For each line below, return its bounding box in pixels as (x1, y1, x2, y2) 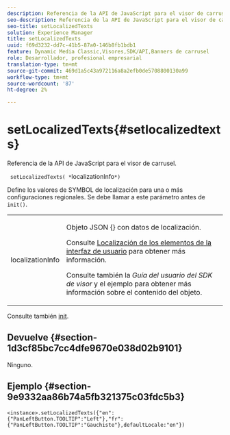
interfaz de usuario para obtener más (66, 247, 186, 256)
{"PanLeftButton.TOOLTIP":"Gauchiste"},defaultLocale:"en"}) (7, 421, 186, 428)
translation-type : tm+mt (7, 61, 78, 68)
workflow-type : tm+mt (7, 73, 69, 81)
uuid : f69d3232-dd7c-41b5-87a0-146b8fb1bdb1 (7, 42, 136, 49)
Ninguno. (7, 360, 33, 369)
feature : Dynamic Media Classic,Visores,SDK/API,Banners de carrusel (7, 49, 210, 55)
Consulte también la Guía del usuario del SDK (66, 271, 213, 280)
